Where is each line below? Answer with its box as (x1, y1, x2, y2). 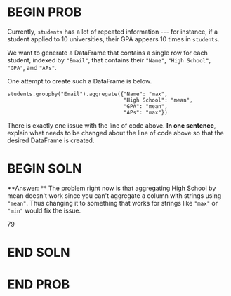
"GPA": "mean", (123, 102, 169, 109)
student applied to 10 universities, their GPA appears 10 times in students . (7, 34, 220, 43)
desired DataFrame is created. (7, 136, 95, 144)
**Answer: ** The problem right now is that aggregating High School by (7, 184, 216, 192)
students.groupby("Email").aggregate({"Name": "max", (7, 90, 169, 97)
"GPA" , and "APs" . (7, 63, 58, 72)
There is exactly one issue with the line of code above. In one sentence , (7, 121, 216, 130)
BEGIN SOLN (7, 161, 82, 177)
